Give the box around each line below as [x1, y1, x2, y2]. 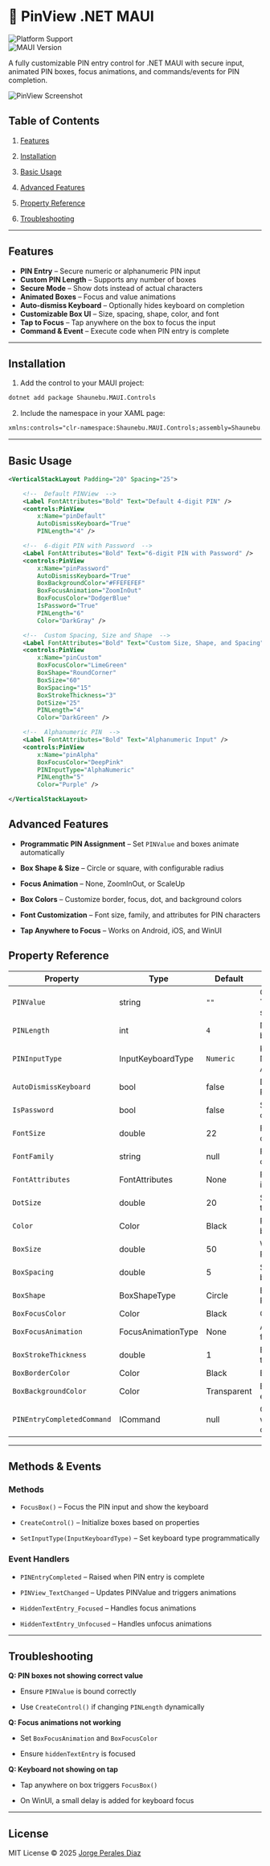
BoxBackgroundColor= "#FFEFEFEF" [37, 580, 146, 588]
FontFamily [12, 1152, 54, 1161]
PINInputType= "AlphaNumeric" [37, 766, 135, 774]
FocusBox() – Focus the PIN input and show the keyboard [19, 1502, 209, 1512]
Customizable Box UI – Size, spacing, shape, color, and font [19, 309, 219, 318]
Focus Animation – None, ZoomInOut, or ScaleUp [19, 879, 186, 888]
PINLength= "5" [37, 773, 84, 781]
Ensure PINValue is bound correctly [19, 1686, 137, 1696]
